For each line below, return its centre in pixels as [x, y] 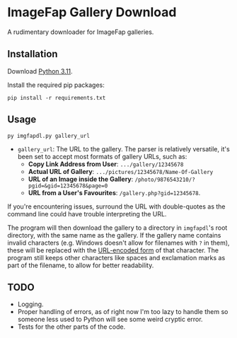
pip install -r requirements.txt [57, 98]
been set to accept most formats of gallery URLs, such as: [102, 156]
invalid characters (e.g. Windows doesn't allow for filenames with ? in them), [118, 243]
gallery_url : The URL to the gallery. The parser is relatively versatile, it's [123, 148]
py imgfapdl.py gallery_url [49, 136]
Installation [33, 54]
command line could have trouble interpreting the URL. [87, 214]
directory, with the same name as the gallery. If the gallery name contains [114, 235]
